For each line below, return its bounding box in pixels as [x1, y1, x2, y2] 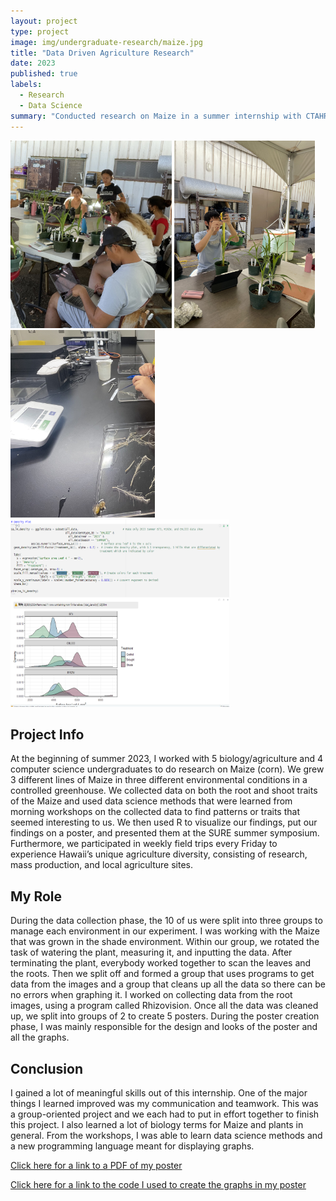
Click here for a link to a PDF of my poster [10, 1159, 183, 1171]
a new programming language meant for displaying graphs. [10, 1140, 255, 1152]
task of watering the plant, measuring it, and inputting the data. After [10, 946, 293, 959]
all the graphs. [10, 1031, 70, 1044]
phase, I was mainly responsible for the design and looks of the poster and [10, 1021, 318, 1033]
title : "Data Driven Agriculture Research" [10, 48, 195, 58]
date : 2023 [10, 58, 56, 69]
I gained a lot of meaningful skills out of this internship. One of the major [10, 1086, 308, 1099]
